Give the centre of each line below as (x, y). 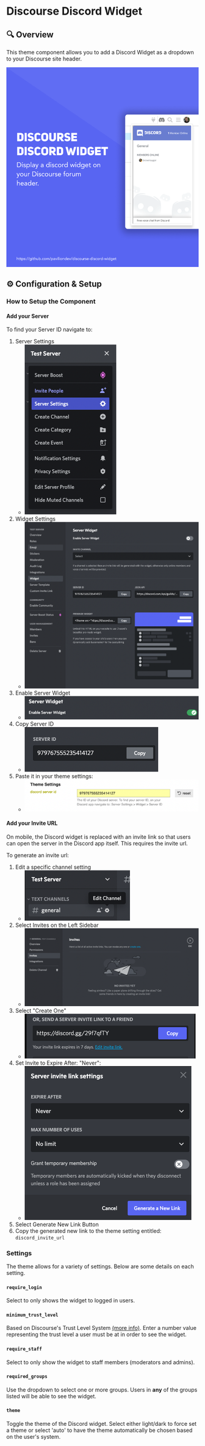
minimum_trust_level (33, 1315)
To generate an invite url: (38, 855)
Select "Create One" (41, 1010)
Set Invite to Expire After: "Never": (58, 1063)
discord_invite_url (40, 1238)
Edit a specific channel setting (53, 867)
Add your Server (28, 316)
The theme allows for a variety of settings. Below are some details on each (100, 1266)
